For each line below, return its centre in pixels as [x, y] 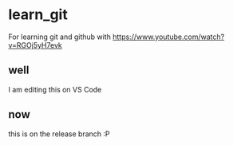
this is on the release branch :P [59, 134]
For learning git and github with [60, 37]
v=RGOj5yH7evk [35, 45]
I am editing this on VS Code [55, 89]
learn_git [38, 15]
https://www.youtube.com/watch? [169, 37]
